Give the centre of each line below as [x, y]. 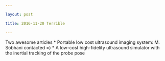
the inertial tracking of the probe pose [45, 53]
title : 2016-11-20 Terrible [35, 23]
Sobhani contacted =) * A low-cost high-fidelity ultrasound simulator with [82, 47]
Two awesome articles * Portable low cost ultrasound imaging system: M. [82, 42]
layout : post [19, 14]
